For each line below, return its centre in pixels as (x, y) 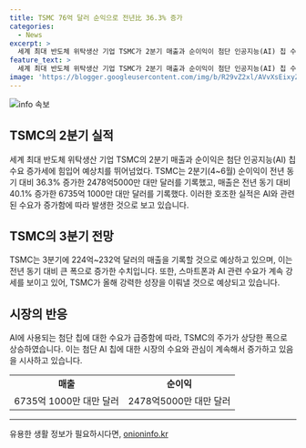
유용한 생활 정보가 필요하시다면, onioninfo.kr (89, 434)
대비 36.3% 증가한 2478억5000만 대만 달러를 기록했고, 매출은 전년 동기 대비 (155, 182)
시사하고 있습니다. (51, 361)
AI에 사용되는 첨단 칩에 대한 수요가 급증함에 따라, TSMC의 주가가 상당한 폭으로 (149, 338)
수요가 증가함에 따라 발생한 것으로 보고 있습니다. (104, 205)
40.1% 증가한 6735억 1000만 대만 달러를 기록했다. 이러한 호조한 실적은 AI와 (144, 193)
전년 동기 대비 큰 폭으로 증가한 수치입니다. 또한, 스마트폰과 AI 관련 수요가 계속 (147, 271)
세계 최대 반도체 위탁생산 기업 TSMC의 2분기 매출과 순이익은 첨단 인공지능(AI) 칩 (153, 159)
